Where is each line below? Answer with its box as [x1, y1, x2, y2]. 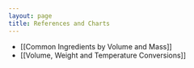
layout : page [8, 11, 53, 20]
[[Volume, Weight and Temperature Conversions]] [19, 50, 187, 60]
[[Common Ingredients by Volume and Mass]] [19, 41, 172, 51]
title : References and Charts [8, 19, 111, 28]
